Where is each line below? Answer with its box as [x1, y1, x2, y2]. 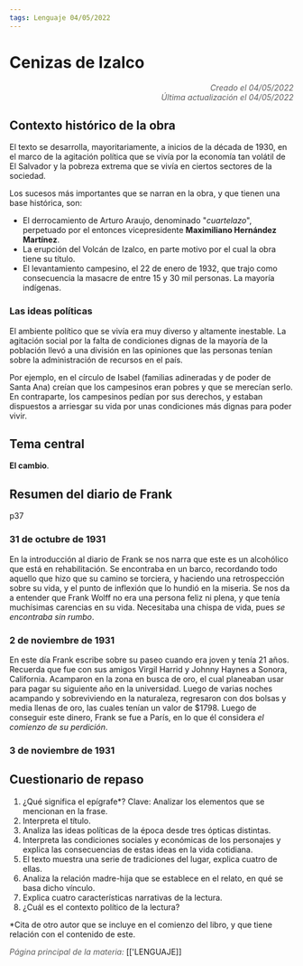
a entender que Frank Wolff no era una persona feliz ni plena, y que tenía [9, 592, 280, 603]
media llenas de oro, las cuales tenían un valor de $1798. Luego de [9, 702, 257, 713]
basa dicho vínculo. [22, 882, 96, 893]
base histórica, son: [9, 198, 83, 209]
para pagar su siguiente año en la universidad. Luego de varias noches [9, 683, 273, 694]
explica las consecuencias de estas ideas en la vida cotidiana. [22, 844, 253, 855]
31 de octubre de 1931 [9, 533, 106, 546]
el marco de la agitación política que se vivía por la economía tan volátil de [9, 151, 286, 163]
